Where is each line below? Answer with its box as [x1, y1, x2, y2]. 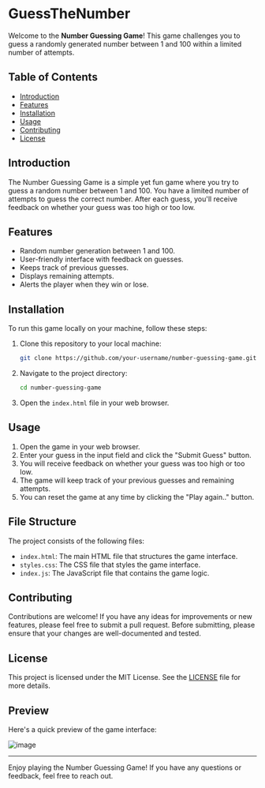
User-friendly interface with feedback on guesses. [19, 254, 184, 265]
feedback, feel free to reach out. [8, 771, 114, 780]
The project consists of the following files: [8, 536, 144, 546]
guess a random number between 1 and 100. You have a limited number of [8, 186, 249, 195]
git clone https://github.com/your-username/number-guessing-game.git [19, 355, 257, 362]
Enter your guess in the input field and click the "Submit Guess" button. [19, 450, 252, 460]
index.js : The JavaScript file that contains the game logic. [19, 568, 210, 577]
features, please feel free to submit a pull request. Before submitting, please [8, 621, 256, 630]
